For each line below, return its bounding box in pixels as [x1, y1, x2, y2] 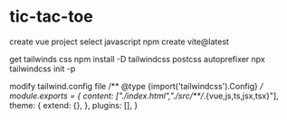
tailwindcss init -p [9, 63, 76, 74]
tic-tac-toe [9, 6, 93, 27]
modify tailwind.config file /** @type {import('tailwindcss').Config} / [9, 80, 263, 91]
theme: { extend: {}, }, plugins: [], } [9, 99, 139, 110]
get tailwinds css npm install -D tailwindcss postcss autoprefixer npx [9, 53, 265, 64]
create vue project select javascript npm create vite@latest [9, 36, 229, 47]
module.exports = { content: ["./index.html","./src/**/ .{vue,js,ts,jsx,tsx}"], [9, 90, 279, 101]
